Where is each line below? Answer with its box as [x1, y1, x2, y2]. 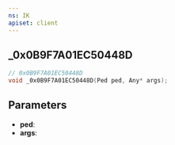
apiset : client [8, 19, 59, 27]
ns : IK [8, 11, 30, 20]
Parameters [8, 98, 67, 112]
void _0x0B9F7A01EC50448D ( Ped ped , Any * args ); [8, 77, 169, 85]
